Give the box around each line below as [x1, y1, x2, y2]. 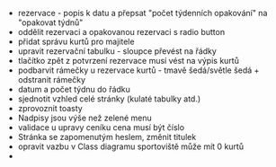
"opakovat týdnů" [17, 17, 84, 28]
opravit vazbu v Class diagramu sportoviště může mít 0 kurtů [17, 141, 245, 152]
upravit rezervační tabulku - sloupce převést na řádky [17, 46, 218, 57]
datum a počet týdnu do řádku [17, 84, 130, 94]
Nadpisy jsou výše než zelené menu [17, 112, 153, 123]
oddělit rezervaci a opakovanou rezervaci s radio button [17, 27, 226, 37]
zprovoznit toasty [17, 103, 83, 113]
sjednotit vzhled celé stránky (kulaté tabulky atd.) [17, 93, 201, 104]
